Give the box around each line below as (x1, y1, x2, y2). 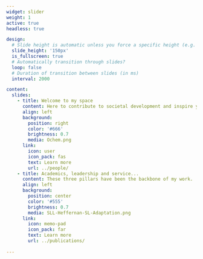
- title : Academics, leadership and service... (17, 170, 139, 176)
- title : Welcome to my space (17, 98, 94, 104)
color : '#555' (28, 198, 63, 205)
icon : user (28, 148, 56, 154)
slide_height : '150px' (11, 48, 69, 54)
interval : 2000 (11, 76, 50, 82)
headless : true (6, 25, 45, 32)
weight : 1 (6, 14, 31, 20)
